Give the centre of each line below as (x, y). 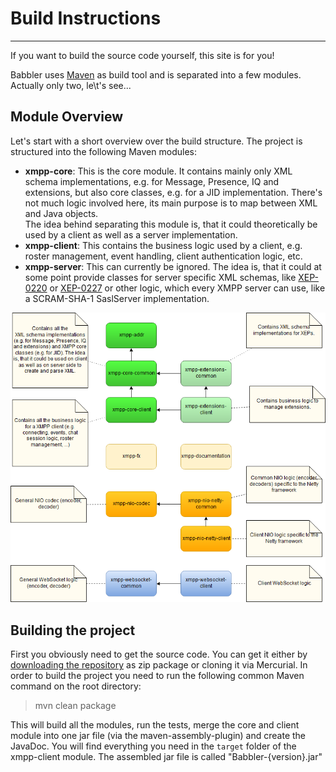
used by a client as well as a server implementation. (131, 234)
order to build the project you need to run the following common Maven (157, 676)
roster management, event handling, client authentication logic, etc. (163, 256)
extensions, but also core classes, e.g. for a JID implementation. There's (173, 192)
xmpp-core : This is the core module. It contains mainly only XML (158, 171)
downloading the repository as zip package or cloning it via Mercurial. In (159, 665)
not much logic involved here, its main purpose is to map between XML (171, 203)
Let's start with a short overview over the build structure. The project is (156, 141)
